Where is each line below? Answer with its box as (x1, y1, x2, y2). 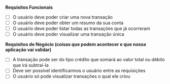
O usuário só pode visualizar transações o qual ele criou (12, 73, 130, 79)
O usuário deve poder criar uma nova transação (12, 14, 113, 20)
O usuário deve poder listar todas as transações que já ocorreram (12, 25, 151, 32)
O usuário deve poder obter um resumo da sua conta (12, 20, 124, 26)
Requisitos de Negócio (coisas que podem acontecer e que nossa (5, 41, 146, 48)
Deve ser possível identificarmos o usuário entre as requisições (12, 68, 146, 74)
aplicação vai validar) (5, 47, 52, 53)
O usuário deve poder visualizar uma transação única (12, 31, 124, 37)
